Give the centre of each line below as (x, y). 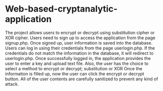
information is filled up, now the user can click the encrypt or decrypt (75, 74)
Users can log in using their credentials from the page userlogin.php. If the (80, 48)
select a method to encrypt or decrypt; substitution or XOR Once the (74, 68)
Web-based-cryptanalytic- (61, 9)
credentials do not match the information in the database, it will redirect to (79, 53)
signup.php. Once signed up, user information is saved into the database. (79, 43)
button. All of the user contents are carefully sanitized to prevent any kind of (82, 79)
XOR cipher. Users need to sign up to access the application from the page (80, 38)
